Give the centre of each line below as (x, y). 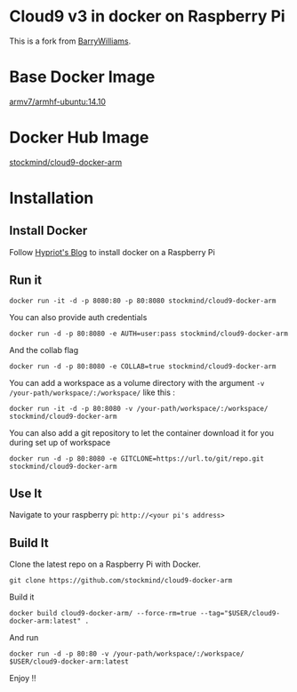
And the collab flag (44, 350)
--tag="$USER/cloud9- (240, 614)
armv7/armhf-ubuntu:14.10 (58, 101)
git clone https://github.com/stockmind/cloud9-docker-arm (121, 581)
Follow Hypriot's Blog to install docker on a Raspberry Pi (112, 252)
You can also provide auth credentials (78, 317)
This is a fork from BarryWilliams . (70, 41)
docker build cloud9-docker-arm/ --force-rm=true (103, 614)
